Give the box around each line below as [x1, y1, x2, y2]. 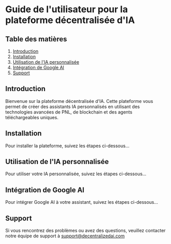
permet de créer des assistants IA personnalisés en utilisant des [5, 103, 140, 110]
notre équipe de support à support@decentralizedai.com [5, 233, 125, 239]
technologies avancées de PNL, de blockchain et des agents [5, 109, 133, 115]
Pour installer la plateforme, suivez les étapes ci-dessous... [5, 143, 130, 149]
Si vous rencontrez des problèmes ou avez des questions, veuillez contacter [5, 228, 166, 234]
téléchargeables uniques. [5, 114, 59, 120]
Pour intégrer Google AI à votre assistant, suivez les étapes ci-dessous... [5, 199, 158, 205]
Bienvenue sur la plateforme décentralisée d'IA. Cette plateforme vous [5, 98, 153, 104]
